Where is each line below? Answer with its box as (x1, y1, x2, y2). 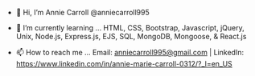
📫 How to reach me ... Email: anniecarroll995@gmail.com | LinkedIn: (15, 48, 244, 57)
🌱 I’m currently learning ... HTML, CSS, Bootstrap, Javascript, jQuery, (15, 23, 245, 32)
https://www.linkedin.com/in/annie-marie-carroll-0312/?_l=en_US (15, 59, 233, 68)
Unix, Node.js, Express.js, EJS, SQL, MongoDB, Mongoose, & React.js (15, 32, 247, 41)
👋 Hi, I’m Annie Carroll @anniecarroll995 (15, 8, 150, 17)
